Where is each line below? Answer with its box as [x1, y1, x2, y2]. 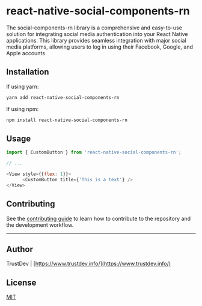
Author [6, 244, 33, 254]
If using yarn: [6, 83, 39, 90]
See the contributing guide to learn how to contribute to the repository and [6, 215, 191, 222]
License [6, 277, 37, 287]
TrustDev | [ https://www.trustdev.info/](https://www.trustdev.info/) [6, 260, 171, 268]
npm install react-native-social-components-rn [6, 117, 128, 123]
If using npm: [6, 105, 39, 112]
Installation [6, 67, 49, 77]
